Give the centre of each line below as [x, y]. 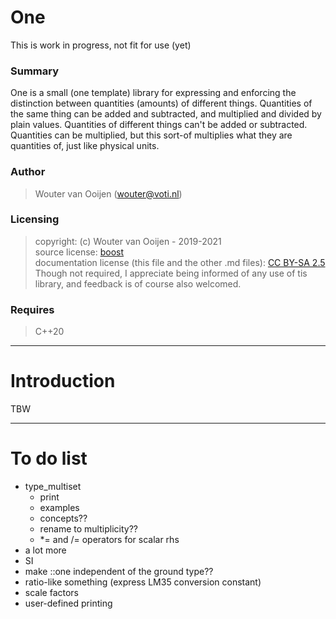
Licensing [35, 219]
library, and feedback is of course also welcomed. [138, 283]
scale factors [51, 592]
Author [28, 172]
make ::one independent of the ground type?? [119, 571]
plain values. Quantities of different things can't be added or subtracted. [159, 125]
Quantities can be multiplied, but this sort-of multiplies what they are [151, 135]
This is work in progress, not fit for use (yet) [101, 45]
